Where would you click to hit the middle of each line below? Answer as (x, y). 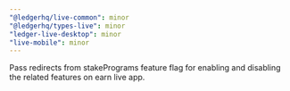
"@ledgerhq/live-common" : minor (69, 17)
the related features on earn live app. (77, 78)
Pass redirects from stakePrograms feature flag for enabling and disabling (145, 68)
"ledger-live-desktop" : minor (66, 34)
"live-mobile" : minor (50, 42)
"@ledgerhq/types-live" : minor (67, 26)
